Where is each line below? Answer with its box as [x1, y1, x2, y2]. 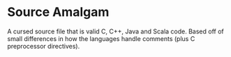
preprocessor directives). [7, 42, 80, 50]
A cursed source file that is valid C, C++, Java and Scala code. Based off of [7, 27, 225, 35]
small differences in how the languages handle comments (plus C [7, 34, 195, 42]
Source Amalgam [7, 4, 110, 20]
